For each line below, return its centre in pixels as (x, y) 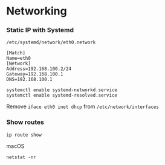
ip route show (24, 135)
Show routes (25, 122)
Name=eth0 (19, 59)
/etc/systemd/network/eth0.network (51, 43)
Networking (37, 11)
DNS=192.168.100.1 (29, 80)
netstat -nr (21, 157)
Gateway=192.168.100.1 (35, 74)
